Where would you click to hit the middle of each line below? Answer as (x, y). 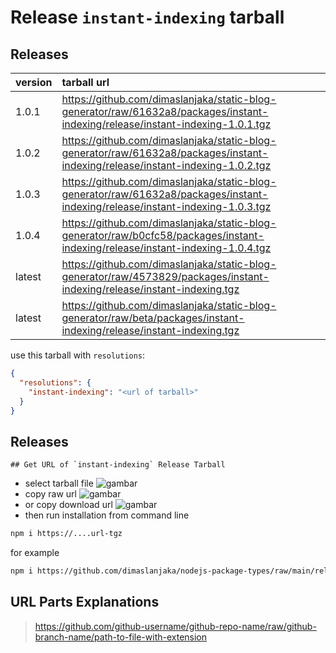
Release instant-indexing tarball (147, 17)
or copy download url (68, 505)
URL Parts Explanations (85, 602)
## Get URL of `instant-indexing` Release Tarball (118, 465)
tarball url (85, 82)
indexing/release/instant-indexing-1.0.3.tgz (166, 206)
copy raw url (50, 494)
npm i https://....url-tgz (66, 534)
